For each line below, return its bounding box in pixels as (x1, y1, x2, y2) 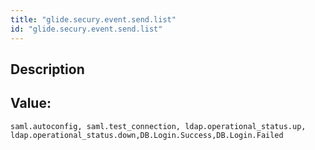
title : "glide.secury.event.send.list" (10, 14, 177, 25)
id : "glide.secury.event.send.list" (10, 24, 163, 34)
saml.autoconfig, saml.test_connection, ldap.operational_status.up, (10, 121, 307, 131)
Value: (10, 95, 52, 112)
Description (10, 61, 85, 78)
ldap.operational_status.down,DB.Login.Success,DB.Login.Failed (10, 130, 284, 140)
